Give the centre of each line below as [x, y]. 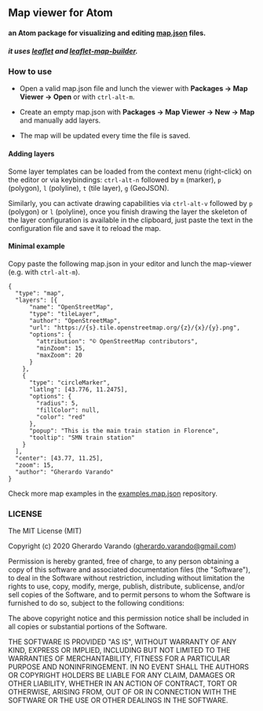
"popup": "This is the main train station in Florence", [124, 431]
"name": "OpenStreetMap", [71, 307]
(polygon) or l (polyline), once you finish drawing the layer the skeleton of [128, 211]
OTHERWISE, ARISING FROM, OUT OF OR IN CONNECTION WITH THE [122, 692]
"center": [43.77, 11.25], [59, 458]
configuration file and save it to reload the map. [85, 228]
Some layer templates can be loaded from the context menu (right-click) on [130, 171]
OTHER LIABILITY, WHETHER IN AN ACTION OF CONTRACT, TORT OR [122, 684]
